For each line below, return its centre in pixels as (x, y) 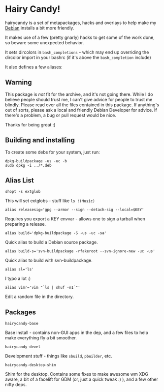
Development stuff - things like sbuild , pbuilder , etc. (59, 356)
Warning (18, 82)
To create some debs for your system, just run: (52, 152)
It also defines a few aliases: (34, 67)
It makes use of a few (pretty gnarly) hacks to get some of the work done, (80, 37)
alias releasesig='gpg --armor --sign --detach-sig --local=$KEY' (75, 210)
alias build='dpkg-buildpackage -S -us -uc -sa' (56, 233)
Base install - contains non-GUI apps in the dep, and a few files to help (77, 332)
